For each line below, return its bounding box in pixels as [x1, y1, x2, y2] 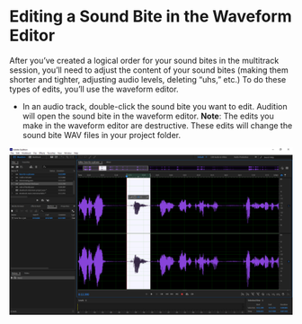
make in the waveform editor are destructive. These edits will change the [22, 119, 293, 131]
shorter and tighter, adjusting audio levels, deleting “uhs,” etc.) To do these [9, 74, 287, 84]
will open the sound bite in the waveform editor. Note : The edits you [22, 110, 274, 121]
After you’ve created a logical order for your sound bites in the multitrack [9, 55, 280, 66]
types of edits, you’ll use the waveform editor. [9, 83, 179, 94]
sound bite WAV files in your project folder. [22, 129, 182, 140]
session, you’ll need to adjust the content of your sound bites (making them [9, 65, 289, 75]
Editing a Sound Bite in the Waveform [9, 6, 292, 27]
